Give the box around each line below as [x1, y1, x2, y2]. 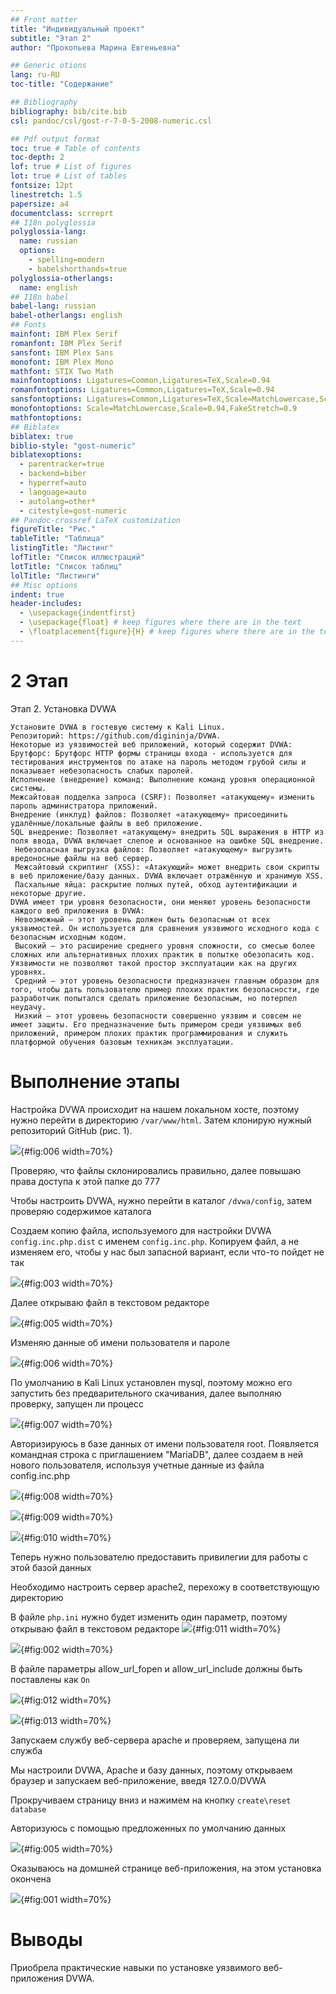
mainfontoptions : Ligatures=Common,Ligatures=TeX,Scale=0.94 [10, 376, 271, 386]
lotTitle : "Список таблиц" [10, 561, 123, 571]
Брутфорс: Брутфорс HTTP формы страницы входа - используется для [10, 748, 293, 758]
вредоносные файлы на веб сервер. [10, 853, 155, 863]
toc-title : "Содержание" [10, 79, 114, 90]
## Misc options [10, 580, 78, 590]
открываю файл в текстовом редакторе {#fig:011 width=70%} [10, 1622, 282, 1635]
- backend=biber [19, 469, 87, 479]
